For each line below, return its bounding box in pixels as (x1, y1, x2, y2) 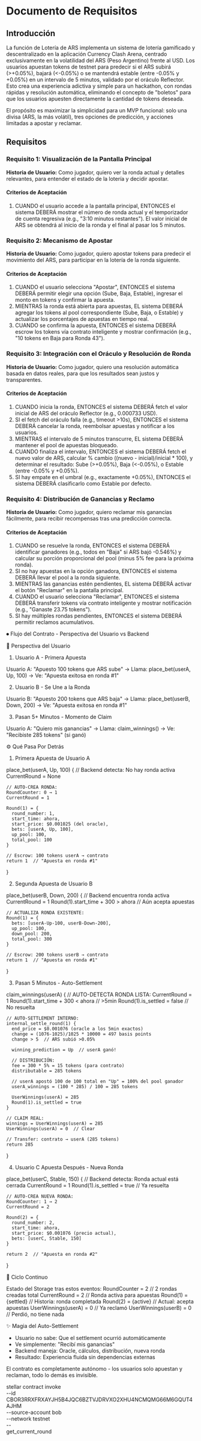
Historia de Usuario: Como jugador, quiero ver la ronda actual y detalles (6, 168, 185, 176)
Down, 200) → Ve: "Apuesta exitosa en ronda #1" (6, 702, 127, 709)
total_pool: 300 (11, 936, 52, 942)
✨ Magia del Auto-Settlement (6, 1323, 79, 1330)
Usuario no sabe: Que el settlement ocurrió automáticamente (14, 1335, 166, 1342)
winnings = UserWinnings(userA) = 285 (6, 1121, 103, 1127)
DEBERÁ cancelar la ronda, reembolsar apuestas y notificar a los (14, 422, 175, 429)
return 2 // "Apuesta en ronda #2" (6, 1252, 98, 1258)
